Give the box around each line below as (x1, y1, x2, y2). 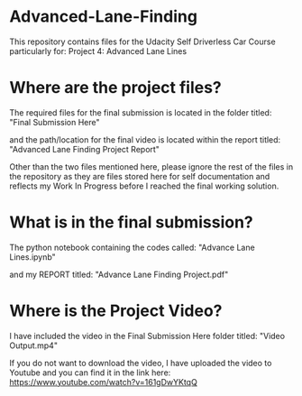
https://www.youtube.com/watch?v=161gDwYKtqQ (9, 376, 198, 387)
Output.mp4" (9, 340, 59, 351)
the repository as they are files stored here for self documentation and (9, 170, 270, 181)
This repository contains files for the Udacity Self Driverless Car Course (9, 36, 277, 47)
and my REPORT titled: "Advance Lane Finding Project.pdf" (9, 269, 229, 280)
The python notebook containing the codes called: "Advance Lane (9, 242, 255, 253)
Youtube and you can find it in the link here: (9, 367, 171, 378)
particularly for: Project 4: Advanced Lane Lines (9, 45, 188, 56)
